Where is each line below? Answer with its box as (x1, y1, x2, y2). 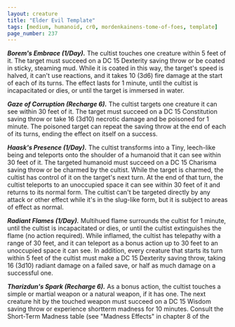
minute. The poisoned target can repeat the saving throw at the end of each (7, 122, 227, 131)
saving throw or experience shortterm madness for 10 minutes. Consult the (7, 305, 224, 313)
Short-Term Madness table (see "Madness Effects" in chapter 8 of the (7, 312, 210, 321)
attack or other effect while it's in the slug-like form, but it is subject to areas (7, 196, 228, 204)
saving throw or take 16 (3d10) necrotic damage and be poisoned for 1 (7, 115, 209, 124)
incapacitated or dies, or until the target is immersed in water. (7, 86, 184, 95)
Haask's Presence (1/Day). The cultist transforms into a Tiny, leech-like (7, 143, 216, 152)
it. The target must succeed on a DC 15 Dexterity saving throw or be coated (7, 57, 226, 65)
